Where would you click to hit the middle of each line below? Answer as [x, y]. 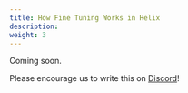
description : [34, 26]
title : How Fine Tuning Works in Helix [85, 18]
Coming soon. [35, 61]
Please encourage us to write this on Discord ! [94, 78]
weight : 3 [28, 35]
